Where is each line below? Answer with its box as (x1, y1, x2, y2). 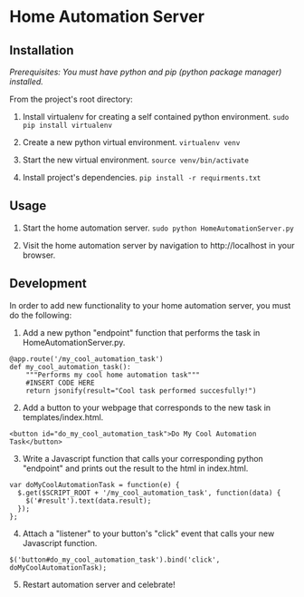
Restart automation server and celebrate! (22, 579, 176, 590)
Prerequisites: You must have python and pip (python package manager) (9, 66, 282, 77)
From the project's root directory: (9, 93, 133, 104)
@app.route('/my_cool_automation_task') (9, 354, 165, 364)
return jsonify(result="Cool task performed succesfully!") (25, 386, 257, 396)
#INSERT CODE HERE (25, 378, 95, 387)
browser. (22, 250, 56, 260)
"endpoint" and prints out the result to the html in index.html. (22, 463, 249, 474)
